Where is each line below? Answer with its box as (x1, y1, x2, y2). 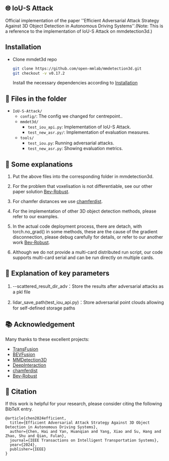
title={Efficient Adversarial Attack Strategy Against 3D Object (10, 420, 150, 426)
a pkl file (12, 289, 31, 295)
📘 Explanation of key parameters (5, 269, 110, 278)
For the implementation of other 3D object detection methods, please (12, 208, 156, 214)
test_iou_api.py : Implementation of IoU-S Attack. (27, 124, 131, 130)
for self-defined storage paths (12, 305, 76, 311)
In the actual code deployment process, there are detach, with (12, 223, 142, 229)
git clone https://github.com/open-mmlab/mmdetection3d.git (12, 66, 142, 71)
